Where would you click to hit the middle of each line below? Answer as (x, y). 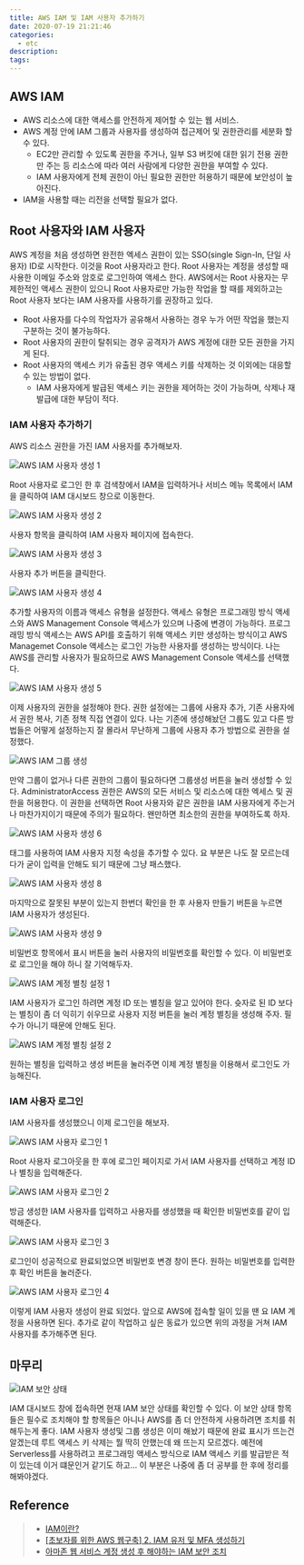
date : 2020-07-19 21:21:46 (60, 26)
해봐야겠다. (29, 1477)
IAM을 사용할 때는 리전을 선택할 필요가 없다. (100, 199)
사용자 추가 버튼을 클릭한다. (58, 573)
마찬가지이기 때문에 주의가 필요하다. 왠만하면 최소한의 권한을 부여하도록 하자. (154, 813)
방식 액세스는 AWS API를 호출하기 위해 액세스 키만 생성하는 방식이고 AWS (157, 634)
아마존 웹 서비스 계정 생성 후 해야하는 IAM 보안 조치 (136, 1551)
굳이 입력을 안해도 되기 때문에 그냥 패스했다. (103, 863)
